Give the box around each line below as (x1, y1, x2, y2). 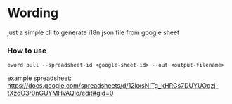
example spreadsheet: (7, 74, 72, 82)
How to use (7, 46, 47, 56)
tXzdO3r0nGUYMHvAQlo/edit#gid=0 (7, 89, 114, 98)
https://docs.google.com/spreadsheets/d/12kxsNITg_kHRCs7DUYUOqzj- (7, 82, 219, 90)
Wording (7, 5, 58, 21)
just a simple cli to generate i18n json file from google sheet (7, 28, 180, 37)
